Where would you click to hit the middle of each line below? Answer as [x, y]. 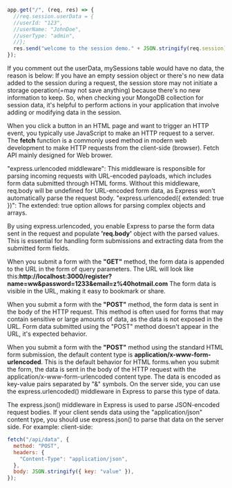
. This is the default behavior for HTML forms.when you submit [130, 362]
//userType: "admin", [45, 36]
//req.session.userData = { [54, 16]
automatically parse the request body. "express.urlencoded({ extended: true [116, 198]
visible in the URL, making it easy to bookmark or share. [86, 291]
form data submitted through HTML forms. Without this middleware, [104, 183]
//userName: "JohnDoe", [47, 29]
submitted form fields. [39, 248]
